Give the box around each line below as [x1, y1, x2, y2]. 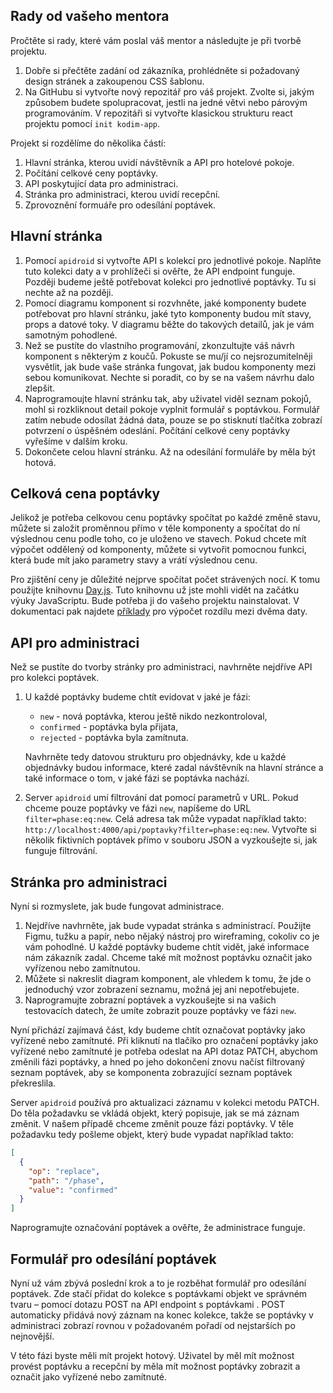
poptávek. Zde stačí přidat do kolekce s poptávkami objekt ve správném [10, 1288, 308, 1299]
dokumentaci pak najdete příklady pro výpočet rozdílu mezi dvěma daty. [10, 605, 308, 618]
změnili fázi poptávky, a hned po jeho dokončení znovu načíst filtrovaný [10, 1056, 306, 1068]
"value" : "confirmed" [28, 1185, 118, 1195]
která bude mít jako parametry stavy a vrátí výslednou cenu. [10, 554, 258, 566]
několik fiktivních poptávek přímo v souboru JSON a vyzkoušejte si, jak [24, 834, 318, 846]
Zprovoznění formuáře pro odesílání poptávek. [24, 199, 217, 211]
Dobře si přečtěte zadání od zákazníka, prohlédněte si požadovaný [24, 64, 300, 76]
